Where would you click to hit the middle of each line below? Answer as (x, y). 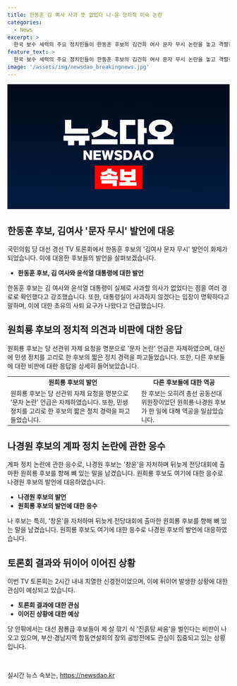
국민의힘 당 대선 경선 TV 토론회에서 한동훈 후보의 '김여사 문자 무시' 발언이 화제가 (117, 249)
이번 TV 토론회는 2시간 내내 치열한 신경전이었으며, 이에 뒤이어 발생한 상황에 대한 (117, 581)
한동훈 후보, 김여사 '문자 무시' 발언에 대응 (91, 230)
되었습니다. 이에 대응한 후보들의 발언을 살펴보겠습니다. (82, 258)
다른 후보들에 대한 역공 (184, 382)
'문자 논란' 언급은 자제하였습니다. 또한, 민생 (69, 402)
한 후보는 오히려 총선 (169, 393)
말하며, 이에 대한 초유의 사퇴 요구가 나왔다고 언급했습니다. (86, 306)
